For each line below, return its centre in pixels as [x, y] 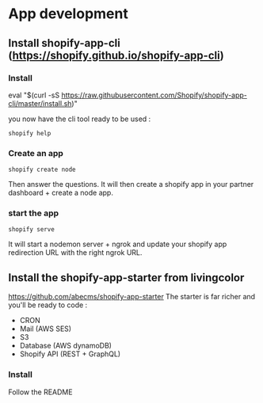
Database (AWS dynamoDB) [66, 346]
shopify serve [32, 230]
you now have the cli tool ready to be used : [80, 119]
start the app [34, 213]
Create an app [36, 153]
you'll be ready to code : [48, 305]
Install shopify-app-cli [64, 43]
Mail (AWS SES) [46, 329]
